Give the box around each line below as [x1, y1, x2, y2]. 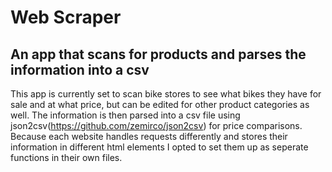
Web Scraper [10, 6, 122, 29]
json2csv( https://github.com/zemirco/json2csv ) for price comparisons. [10, 120, 303, 131]
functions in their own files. [10, 152, 123, 163]
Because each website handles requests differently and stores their [10, 131, 288, 142]
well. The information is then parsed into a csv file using [10, 109, 241, 121]
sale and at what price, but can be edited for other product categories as [10, 99, 310, 110]
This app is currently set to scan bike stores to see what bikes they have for [10, 88, 322, 100]
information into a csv [10, 61, 150, 78]
